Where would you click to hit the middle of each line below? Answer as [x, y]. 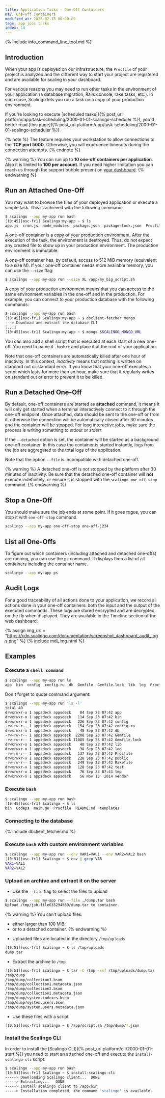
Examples [20, 656]
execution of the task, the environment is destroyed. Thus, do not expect [79, 240]
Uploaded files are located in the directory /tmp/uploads [69, 939]
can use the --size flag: [29, 271]
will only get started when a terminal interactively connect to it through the [80, 409]
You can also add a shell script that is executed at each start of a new [75, 341]
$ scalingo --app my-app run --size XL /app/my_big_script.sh [70, 280]
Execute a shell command [34, 670]
